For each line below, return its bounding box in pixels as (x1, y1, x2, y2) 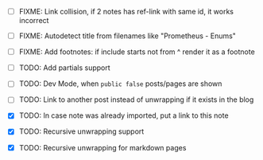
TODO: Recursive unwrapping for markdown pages (18, 142, 187, 152)
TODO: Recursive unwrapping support (18, 127, 145, 136)
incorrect (18, 16, 49, 25)
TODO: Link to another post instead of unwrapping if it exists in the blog (18, 95, 254, 104)
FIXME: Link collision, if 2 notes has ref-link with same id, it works (18, 7, 234, 16)
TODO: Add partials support (18, 63, 110, 72)
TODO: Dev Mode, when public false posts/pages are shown (18, 79, 222, 88)
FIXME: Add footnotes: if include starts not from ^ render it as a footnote (18, 47, 255, 57)
